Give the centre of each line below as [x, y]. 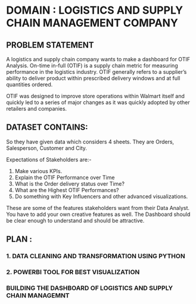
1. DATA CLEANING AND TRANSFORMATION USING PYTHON [96, 256]
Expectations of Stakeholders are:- [49, 159]
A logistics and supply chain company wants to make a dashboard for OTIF [98, 59]
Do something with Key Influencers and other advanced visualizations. [101, 196]
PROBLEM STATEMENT [50, 45]
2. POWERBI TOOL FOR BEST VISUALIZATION [73, 272]
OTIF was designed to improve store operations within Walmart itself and [95, 96]
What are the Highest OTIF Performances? [67, 190]
